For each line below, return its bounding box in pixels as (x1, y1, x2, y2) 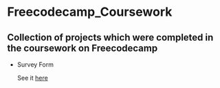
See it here (16, 74, 48, 82)
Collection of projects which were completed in (7, 32, 214, 43)
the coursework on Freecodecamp (7, 42, 158, 54)
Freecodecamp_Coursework (7, 4, 173, 20)
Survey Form (16, 60, 54, 69)
